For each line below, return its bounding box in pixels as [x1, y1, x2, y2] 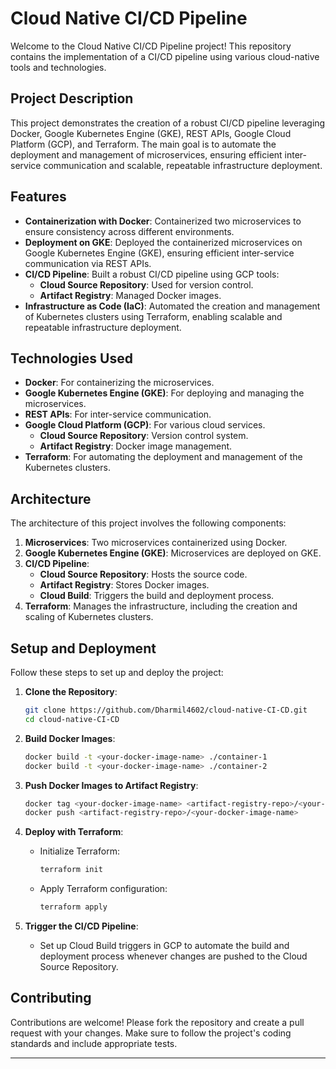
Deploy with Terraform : [24, 826, 124, 838]
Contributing [10, 990, 92, 1007]
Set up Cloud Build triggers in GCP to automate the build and [39, 940, 290, 951]
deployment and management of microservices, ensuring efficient [10, 148, 283, 161]
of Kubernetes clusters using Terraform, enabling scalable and [24, 310, 283, 322]
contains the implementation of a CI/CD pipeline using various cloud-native [10, 50, 320, 62]
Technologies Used [10, 350, 133, 367]
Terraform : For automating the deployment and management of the [24, 451, 303, 463]
